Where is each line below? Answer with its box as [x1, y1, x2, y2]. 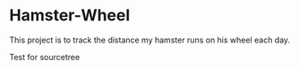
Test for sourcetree [9, 51, 81, 62]
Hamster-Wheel [9, 5, 131, 26]
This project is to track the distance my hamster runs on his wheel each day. [9, 34, 291, 45]
